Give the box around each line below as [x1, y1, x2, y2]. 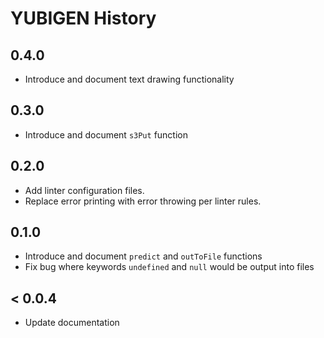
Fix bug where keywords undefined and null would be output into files [24, 261, 315, 273]
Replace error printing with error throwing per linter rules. [24, 195, 262, 207]
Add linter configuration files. [24, 184, 145, 196]
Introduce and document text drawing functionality [24, 73, 235, 85]
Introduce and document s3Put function [24, 128, 188, 141]
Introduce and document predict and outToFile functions [24, 250, 263, 262]
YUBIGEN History [10, 7, 157, 30]
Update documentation [24, 317, 120, 329]
